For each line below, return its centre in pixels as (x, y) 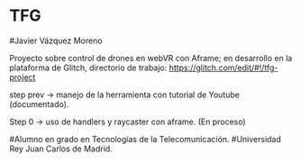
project (23, 77)
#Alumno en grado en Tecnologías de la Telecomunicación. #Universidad (146, 139)
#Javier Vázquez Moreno (56, 41)
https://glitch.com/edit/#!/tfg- (223, 68)
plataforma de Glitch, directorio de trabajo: (88, 68)
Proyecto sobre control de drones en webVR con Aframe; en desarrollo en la (151, 58)
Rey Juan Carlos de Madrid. (61, 149)
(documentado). (39, 104)
